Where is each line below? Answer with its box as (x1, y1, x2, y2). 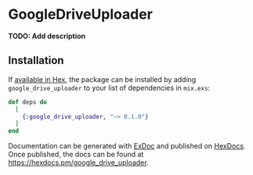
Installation (8, 54, 64, 67)
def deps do (8, 98, 47, 106)
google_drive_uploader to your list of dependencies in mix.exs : (8, 83, 211, 92)
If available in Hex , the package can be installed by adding (8, 74, 197, 84)
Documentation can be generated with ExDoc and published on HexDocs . (8, 141, 246, 151)
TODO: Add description (8, 31, 86, 41)
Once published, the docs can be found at (8, 150, 144, 159)
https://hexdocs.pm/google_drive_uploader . (8, 158, 149, 167)
